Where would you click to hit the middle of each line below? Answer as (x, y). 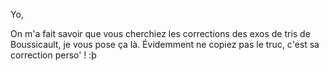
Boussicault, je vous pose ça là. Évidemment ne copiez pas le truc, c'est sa (165, 44)
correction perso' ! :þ (53, 55)
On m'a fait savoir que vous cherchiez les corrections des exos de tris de (160, 33)
